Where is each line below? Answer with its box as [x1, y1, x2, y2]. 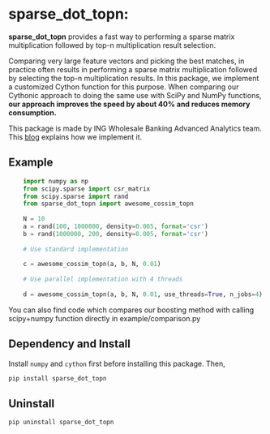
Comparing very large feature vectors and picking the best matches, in [8, 56, 245, 66]
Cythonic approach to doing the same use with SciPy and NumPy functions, [8, 90, 262, 100]
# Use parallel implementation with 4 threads [23, 275, 183, 284]
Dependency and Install [8, 337, 131, 351]
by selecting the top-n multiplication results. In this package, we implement [8, 73, 259, 83]
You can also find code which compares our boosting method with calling [8, 305, 254, 315]
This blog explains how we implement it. [8, 131, 143, 142]
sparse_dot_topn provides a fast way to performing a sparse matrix [8, 32, 235, 41]
